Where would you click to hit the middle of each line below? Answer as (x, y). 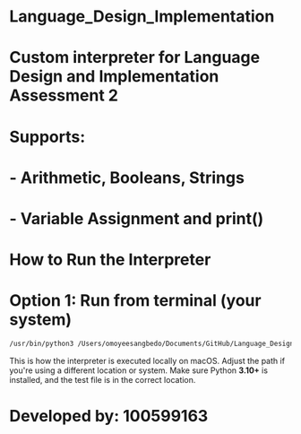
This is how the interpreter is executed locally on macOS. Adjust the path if (147, 360)
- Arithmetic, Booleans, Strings (127, 178)
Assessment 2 (64, 95)
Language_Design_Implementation (142, 17)
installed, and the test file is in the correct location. (103, 379)
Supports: (47, 137)
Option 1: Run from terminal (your (135, 301)
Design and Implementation (114, 77)
